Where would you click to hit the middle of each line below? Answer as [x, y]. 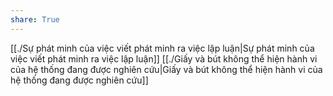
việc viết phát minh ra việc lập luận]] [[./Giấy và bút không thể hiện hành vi [164, 58]
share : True [35, 19]
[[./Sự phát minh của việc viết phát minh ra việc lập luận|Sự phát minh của [162, 48]
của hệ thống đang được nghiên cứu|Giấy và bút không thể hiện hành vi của [166, 69]
